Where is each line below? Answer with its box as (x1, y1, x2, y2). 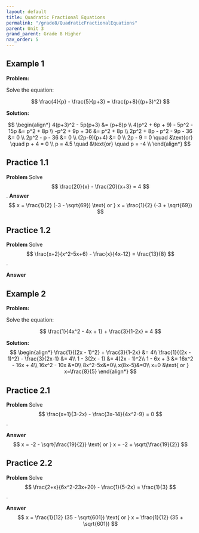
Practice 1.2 (6, 225, 51, 235)
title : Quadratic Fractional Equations (6, 14, 106, 20)
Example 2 (6, 289, 46, 299)
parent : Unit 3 (6, 25, 44, 32)
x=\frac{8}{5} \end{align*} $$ (63, 368, 137, 375)
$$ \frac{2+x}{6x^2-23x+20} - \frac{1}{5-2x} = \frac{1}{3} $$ (25, 483, 176, 490)
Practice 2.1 (6, 385, 51, 395)
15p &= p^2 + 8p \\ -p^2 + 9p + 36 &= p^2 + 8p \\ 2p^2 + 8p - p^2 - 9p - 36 (8, 127, 193, 135)
